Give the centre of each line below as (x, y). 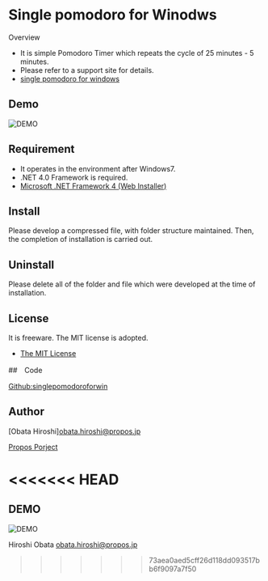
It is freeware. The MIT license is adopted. (78, 338)
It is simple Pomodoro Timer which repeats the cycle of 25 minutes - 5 (137, 53)
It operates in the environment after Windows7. (98, 168)
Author (26, 411)
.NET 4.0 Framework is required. (74, 177)
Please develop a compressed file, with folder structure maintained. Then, (131, 231)
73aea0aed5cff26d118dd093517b (205, 560)
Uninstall (31, 265)
